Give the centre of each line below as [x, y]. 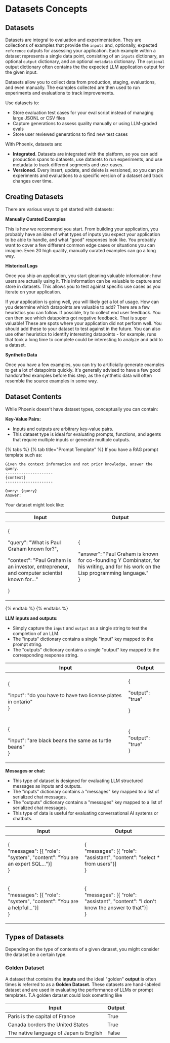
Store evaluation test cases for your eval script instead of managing [83, 113]
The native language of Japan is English [55, 1033]
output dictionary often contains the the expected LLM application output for [85, 67]
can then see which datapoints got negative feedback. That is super [76, 318]
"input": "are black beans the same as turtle [59, 740]
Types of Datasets [35, 937]
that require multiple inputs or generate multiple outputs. [71, 439]
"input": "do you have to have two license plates [65, 695]
